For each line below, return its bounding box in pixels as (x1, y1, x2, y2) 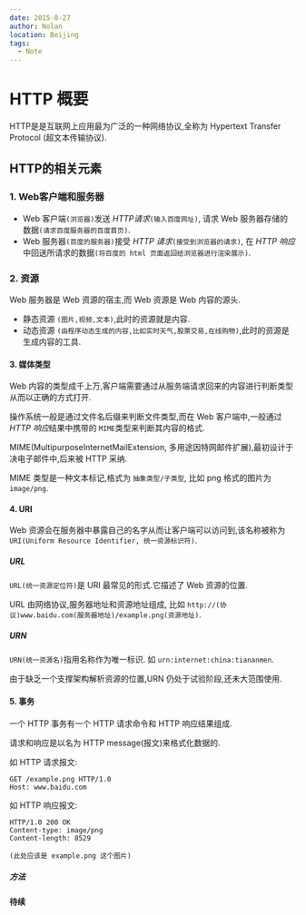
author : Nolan (9, 22, 64, 31)
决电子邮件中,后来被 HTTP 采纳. (9, 453, 128, 464)
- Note (17, 47, 43, 56)
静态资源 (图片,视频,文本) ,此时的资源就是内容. (22, 314, 191, 325)
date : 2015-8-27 (9, 13, 71, 23)
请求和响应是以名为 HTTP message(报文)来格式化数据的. (9, 737, 221, 748)
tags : (9, 38, 30, 48)
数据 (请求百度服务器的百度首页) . (22, 224, 131, 235)
